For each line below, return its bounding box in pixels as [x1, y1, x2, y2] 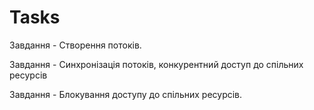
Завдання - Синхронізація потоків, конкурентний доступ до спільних [9, 58, 304, 70]
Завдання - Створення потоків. [9, 39, 142, 51]
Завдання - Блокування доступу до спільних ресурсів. [9, 88, 243, 100]
